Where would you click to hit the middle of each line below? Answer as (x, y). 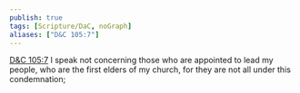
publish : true (36, 18)
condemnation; (38, 79)
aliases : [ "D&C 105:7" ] (55, 34)
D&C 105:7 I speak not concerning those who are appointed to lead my (142, 60)
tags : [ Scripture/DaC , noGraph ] (70, 26)
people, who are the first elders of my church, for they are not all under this (150, 70)
